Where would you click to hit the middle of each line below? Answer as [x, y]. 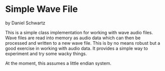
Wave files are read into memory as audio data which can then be [73, 38]
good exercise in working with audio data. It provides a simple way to [76, 48]
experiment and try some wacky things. [46, 54]
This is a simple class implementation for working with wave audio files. [79, 32]
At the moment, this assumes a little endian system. [58, 63]
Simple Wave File [42, 9]
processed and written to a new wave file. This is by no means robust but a [83, 43]
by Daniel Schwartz [25, 23]
